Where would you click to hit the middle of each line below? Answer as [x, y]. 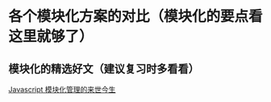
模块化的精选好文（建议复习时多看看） [104, 69]
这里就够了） [51, 37]
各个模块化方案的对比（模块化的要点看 [136, 16]
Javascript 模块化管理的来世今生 [62, 90]
